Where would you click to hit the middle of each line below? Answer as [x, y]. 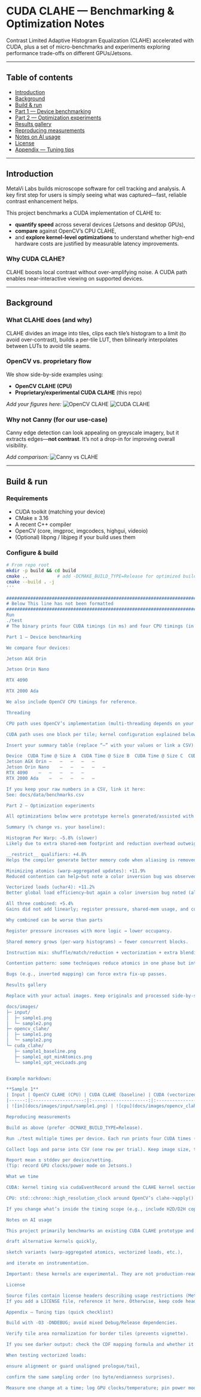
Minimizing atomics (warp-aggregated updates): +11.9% [76, 871]
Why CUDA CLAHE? [36, 259]
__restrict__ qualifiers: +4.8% [46, 854]
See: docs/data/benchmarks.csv [45, 795]
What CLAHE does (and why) [49, 320]
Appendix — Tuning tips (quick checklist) [60, 1312]
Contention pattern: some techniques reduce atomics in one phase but [96, 963]
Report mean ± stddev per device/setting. [60, 1160]
